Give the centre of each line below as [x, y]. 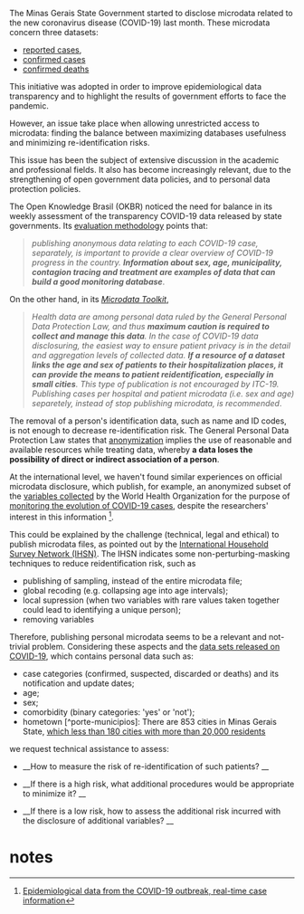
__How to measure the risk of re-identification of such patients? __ [146, 766]
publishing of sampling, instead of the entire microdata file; [132, 581]
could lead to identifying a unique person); [101, 609]
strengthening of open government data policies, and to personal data [140, 179]
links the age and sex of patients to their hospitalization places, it [157, 365]
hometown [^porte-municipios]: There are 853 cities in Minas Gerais [150, 721]
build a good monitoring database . [98, 281]
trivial [19, 646]
